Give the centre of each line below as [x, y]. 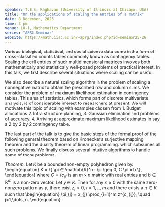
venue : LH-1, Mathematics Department [44, 28]
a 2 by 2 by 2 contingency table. [38, 124]
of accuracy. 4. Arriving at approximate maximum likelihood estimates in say [82, 119]
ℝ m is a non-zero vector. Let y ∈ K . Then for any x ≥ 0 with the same [75, 182]
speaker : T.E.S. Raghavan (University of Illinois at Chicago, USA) [77, 10]
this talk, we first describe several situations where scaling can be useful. [80, 72]
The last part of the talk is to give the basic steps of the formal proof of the [81, 134]
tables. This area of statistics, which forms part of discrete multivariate [77, 98]
